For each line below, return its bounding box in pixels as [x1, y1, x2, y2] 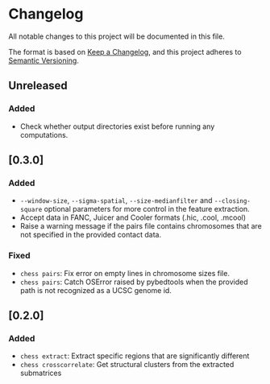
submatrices [19, 368, 62, 378]
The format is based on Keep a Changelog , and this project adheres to [8, 47, 242, 56]
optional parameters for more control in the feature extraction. [44, 204, 250, 214]
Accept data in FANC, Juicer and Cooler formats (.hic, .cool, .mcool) [19, 213, 247, 222]
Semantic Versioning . [8, 56, 79, 65]
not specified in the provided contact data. [19, 230, 162, 240]
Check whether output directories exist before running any [19, 122, 215, 131]
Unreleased [8, 79, 69, 93]
